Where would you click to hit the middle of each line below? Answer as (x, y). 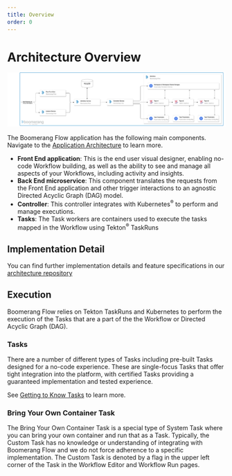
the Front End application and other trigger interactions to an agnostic (117, 188)
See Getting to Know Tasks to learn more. (66, 395)
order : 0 (20, 22)
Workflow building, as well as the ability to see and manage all (122, 166)
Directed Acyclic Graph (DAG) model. (70, 195)
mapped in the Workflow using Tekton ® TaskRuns (88, 227)
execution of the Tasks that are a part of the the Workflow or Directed (106, 318)
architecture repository (40, 273)
